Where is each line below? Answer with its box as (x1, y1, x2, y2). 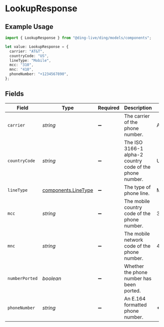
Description (124, 104, 152, 111)
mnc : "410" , (9, 67, 34, 72)
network (124, 236, 143, 243)
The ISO (124, 139, 143, 146)
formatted (124, 301, 147, 308)
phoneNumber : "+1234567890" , (9, 72, 69, 76)
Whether (124, 263, 144, 270)
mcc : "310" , (9, 62, 34, 68)
